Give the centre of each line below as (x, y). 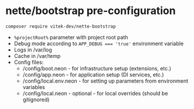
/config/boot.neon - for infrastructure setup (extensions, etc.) (97, 68)
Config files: (29, 62)
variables (34, 87)
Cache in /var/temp (37, 56)
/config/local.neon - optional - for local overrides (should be (95, 93)
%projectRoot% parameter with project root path (71, 37)
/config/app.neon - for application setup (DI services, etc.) (93, 74)
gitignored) (36, 99)
